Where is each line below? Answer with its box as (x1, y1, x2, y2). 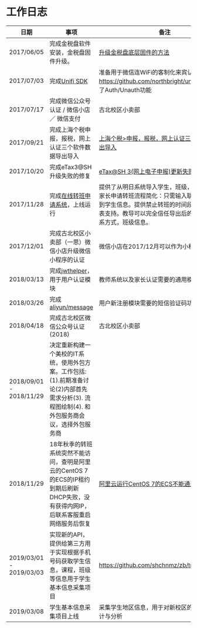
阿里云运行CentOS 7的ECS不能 (98, 480, 185, 488)
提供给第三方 (49, 539, 85, 547)
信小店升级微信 (49, 246, 91, 255)
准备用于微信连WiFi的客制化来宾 (98, 68, 188, 76)
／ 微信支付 (49, 114, 81, 122)
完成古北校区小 (49, 229, 91, 237)
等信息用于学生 (49, 574, 91, 583)
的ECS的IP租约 (49, 475, 90, 483)
